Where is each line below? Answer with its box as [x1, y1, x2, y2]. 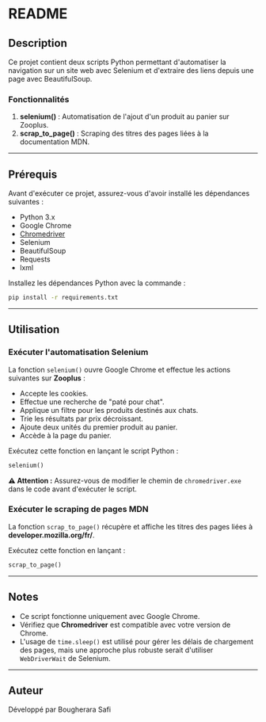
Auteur [8, 683, 44, 697]
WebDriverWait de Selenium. [19, 653, 111, 663]
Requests [19, 254, 51, 264]
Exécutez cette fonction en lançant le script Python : [8, 445, 179, 456]
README [8, 5, 68, 23]
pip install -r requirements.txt [8, 294, 119, 302]
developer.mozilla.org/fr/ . [8, 530, 95, 540]
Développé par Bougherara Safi [8, 705, 112, 714]
